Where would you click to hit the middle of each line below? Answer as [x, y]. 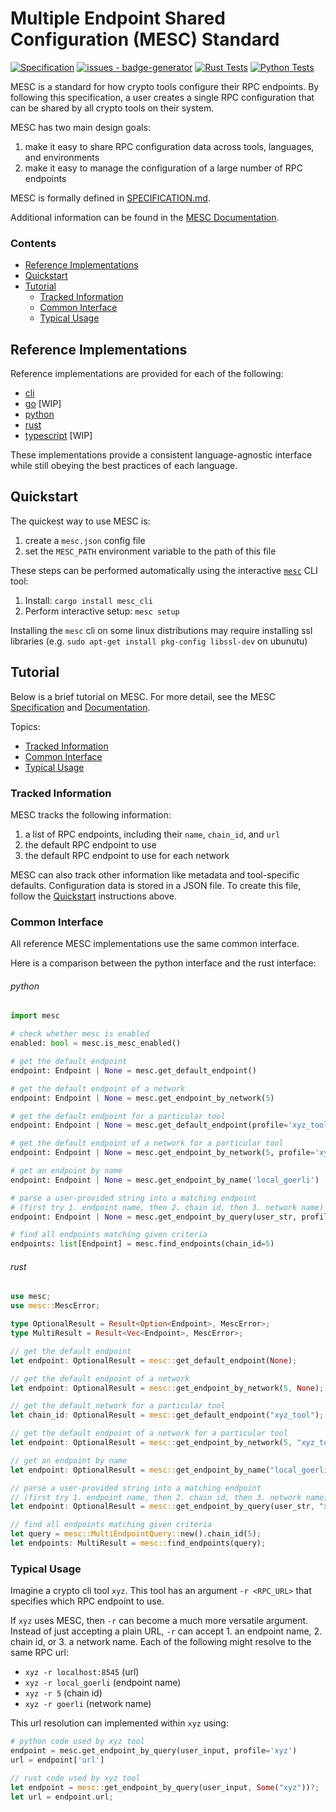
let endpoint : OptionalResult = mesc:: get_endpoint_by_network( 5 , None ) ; [167, 1388]
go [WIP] [43, 404]
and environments [62, 157]
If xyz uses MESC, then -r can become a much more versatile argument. [159, 1621]
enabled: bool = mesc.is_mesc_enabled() [96, 1043]
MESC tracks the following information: [91, 814]
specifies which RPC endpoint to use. [87, 1601]
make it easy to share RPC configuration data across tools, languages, [169, 146]
